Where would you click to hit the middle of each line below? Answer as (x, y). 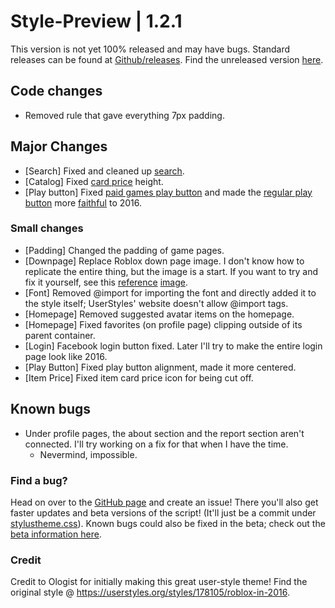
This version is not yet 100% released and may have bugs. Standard (150, 49)
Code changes (56, 91)
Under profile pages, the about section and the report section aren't (164, 433)
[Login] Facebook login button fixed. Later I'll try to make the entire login (173, 346)
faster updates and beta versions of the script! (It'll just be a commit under (163, 512)
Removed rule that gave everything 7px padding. (124, 115)
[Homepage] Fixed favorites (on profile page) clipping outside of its (163, 324)
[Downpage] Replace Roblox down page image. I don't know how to (164, 261)
